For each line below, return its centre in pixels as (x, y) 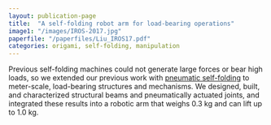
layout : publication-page (52, 16)
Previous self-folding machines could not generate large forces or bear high (135, 69)
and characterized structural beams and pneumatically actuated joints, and (134, 95)
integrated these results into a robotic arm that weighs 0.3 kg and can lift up (135, 104)
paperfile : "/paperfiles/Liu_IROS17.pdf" (80, 39)
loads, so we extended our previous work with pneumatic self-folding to (129, 78)
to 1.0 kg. (24, 112)
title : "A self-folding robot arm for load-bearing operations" (121, 24)
